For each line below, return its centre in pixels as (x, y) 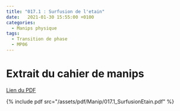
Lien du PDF (21, 90)
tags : (13, 34)
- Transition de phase (40, 39)
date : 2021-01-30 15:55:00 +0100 (50, 17)
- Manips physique (34, 28)
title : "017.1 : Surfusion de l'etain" (56, 12)
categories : (21, 22)
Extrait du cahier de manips (75, 74)
